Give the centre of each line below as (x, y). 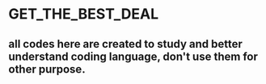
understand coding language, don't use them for (133, 56)
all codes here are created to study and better (125, 44)
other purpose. (47, 69)
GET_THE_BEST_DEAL (84, 14)
